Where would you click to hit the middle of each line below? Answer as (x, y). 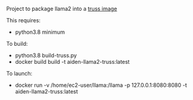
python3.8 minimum (40, 32)
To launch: (19, 73)
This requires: (24, 20)
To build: (17, 44)
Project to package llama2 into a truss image (62, 9)
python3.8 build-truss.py (46, 55)
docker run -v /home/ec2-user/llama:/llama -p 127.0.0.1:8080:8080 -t (101, 85)
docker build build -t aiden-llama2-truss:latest (72, 62)
